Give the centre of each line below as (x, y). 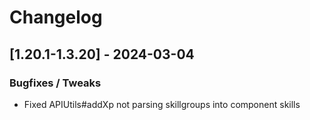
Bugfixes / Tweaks (55, 83)
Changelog (56, 17)
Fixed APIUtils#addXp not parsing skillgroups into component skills (162, 104)
